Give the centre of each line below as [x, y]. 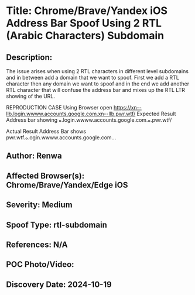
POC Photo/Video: [40, 265]
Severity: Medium [39, 205]
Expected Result [156, 114]
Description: [29, 57]
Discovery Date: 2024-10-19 [59, 284]
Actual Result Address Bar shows [46, 131]
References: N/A [37, 244]
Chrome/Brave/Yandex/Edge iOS [67, 185]
